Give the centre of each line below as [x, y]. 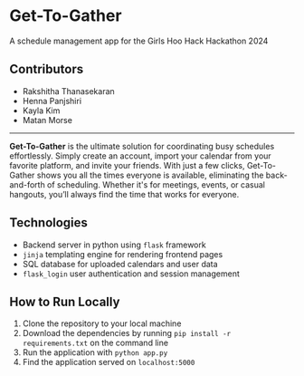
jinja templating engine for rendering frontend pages [123, 254]
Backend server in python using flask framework [114, 245]
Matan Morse [47, 120]
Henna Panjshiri [52, 101]
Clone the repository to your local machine [102, 323]
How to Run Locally [65, 301]
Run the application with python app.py [95, 352]
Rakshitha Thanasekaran [68, 91]
